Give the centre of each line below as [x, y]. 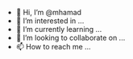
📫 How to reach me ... [53, 47]
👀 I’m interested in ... [50, 21]
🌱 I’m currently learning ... [59, 29]
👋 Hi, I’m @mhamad [49, 12]
